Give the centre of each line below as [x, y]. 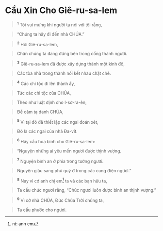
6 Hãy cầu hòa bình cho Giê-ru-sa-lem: [56, 141]
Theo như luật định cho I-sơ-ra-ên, [52, 102]
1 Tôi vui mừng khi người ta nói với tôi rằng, [59, 24]
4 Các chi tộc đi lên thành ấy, [46, 83]
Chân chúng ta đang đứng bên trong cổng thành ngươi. [72, 54]
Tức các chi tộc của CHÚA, [44, 93]
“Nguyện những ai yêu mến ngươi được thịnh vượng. [69, 151]
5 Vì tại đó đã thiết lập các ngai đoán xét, [57, 121]
